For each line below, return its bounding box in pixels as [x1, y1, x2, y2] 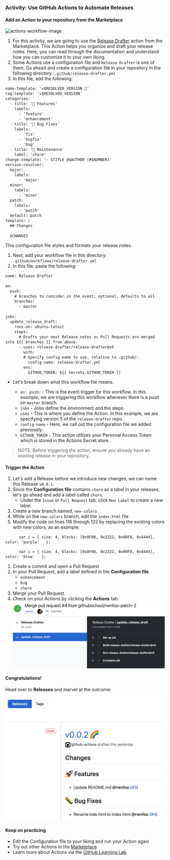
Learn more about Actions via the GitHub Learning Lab [12, 849, 126, 855]
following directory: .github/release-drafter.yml [12, 70, 116, 76]
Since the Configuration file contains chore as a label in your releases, [12, 486, 160, 493]
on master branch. [20, 400, 58, 406]
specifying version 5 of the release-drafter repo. [20, 416, 123, 422]
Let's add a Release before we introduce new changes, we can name [12, 476, 157, 482]
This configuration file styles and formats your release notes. [5, 242, 133, 249]
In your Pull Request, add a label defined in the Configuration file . [12, 569, 150, 575]
